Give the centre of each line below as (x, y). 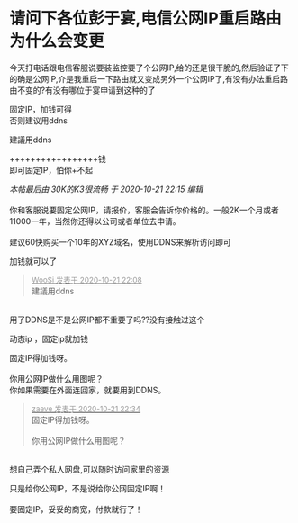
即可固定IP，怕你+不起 (51, 170)
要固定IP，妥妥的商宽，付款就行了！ (76, 509)
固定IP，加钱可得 (41, 109)
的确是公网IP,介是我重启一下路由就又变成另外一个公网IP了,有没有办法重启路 (149, 78)
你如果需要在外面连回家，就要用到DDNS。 (88, 390)
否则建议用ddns (38, 120)
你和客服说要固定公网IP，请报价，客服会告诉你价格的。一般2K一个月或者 (144, 210)
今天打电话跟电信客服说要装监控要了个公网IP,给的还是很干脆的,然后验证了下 (149, 68)
